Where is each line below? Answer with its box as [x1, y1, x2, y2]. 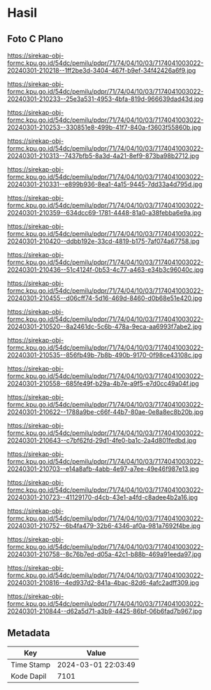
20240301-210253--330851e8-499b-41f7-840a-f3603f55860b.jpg [7, 123, 201, 131]
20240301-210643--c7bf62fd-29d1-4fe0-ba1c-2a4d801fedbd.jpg [7, 436, 197, 444]
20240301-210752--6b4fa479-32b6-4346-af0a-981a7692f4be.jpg [7, 522, 201, 530]
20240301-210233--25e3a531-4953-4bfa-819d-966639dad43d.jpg [7, 95, 204, 103]
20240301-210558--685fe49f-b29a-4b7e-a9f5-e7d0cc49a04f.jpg [7, 380, 199, 387]
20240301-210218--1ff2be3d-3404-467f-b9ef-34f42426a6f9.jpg [7, 67, 196, 74]
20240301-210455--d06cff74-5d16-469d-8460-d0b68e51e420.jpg [7, 294, 203, 302]
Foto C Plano [7, 33, 64, 45]
